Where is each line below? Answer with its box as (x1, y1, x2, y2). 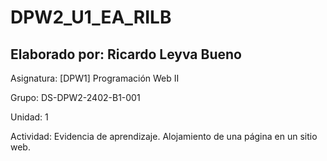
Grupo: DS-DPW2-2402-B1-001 (10, 92, 141, 103)
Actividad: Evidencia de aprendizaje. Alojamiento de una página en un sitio (10, 131, 318, 142)
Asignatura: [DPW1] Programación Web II (10, 72, 180, 84)
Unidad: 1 (10, 111, 49, 123)
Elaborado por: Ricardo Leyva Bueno (10, 46, 242, 63)
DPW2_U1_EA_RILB (10, 6, 172, 29)
